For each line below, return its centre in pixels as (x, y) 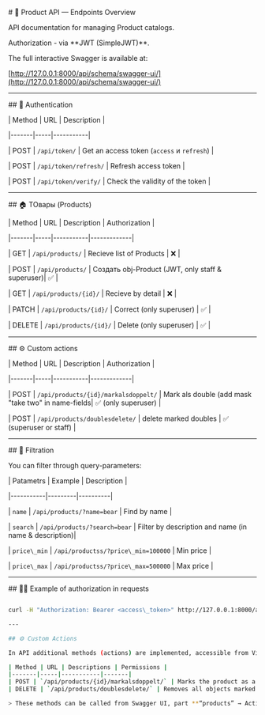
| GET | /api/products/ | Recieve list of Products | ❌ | (94, 253)
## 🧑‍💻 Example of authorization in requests (79, 588)
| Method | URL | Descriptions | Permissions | (88, 667)
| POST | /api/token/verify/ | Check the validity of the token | (110, 181)
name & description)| (42, 535)
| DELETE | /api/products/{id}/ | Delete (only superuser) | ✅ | (110, 325)
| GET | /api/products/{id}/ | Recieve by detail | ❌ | (93, 293)
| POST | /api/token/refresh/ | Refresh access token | (97, 166)
